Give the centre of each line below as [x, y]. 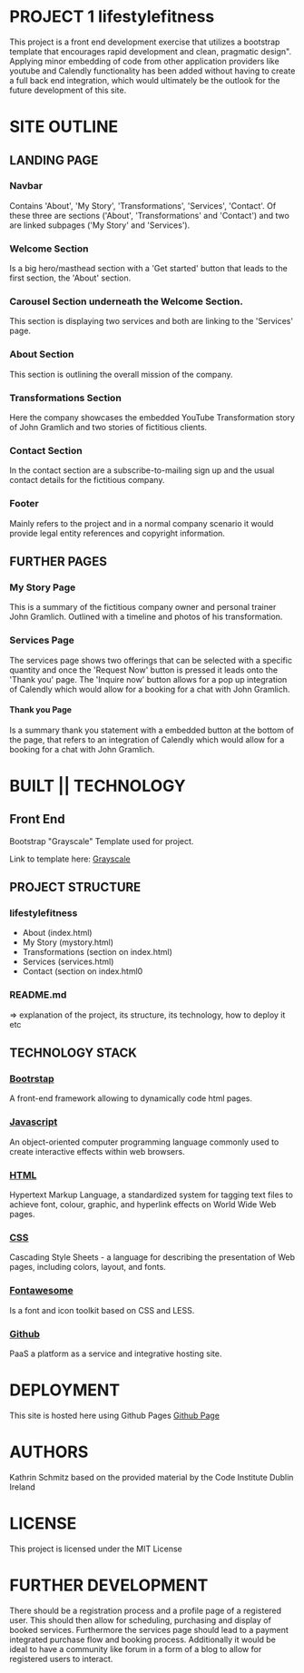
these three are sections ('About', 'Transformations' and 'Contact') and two [150, 215]
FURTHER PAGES [58, 561]
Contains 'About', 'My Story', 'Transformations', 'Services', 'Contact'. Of [143, 205]
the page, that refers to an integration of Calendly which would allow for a [147, 739]
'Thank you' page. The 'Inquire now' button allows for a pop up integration [148, 679]
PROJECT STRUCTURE [75, 887]
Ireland [23, 1487]
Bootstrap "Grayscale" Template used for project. [102, 841]
